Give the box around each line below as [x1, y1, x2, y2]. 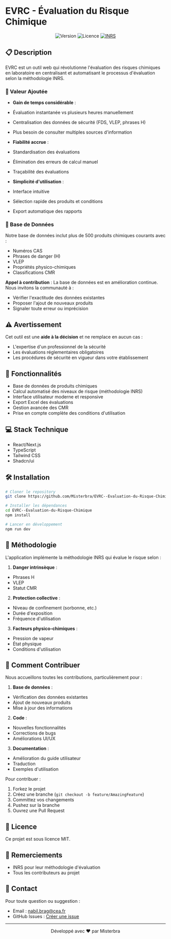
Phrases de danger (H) [12, 253, 61, 260]
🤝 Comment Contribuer [5, 661, 80, 669]
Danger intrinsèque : [12, 564, 58, 570]
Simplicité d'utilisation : [12, 179, 64, 185]
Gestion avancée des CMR [12, 404, 69, 411]
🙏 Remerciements [5, 851, 63, 859]
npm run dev [5, 526, 31, 531]
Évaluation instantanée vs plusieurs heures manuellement [12, 110, 134, 116]
